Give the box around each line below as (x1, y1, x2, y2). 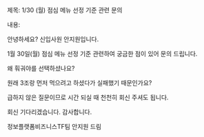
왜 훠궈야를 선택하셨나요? (7, 64, 75, 72)
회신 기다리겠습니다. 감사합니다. (7, 108, 92, 116)
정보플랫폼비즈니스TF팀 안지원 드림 (7, 123, 102, 130)
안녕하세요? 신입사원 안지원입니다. (7, 35, 99, 43)
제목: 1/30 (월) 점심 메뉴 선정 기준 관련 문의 (7, 6, 123, 14)
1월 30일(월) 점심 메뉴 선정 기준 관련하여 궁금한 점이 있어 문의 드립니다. (7, 50, 198, 58)
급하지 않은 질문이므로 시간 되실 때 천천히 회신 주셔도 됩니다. (7, 93, 169, 101)
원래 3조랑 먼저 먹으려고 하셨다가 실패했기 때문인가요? (7, 79, 152, 87)
